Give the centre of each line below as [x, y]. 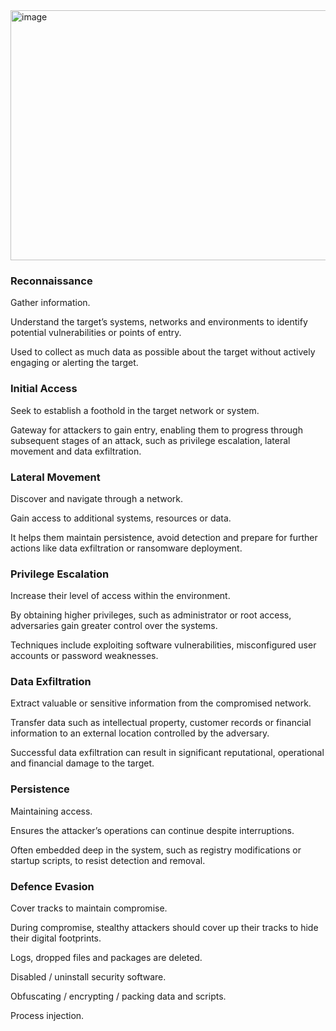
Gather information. [50, 303]
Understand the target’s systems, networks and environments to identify [159, 322]
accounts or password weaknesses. [84, 656]
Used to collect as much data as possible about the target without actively [163, 352]
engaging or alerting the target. [74, 363]
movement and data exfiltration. [76, 451]
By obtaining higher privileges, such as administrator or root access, [151, 615]
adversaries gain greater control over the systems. [114, 626]
